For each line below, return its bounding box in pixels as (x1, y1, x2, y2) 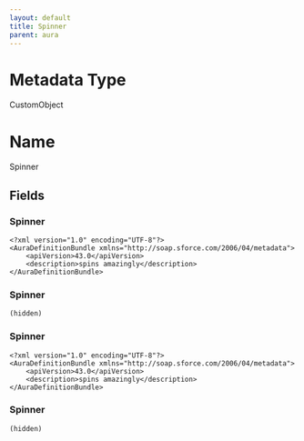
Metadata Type (9, 69, 127, 90)
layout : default (9, 13, 71, 23)
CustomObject (9, 99, 64, 110)
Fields (9, 187, 46, 203)
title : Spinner (9, 22, 67, 31)
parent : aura (9, 30, 59, 39)
